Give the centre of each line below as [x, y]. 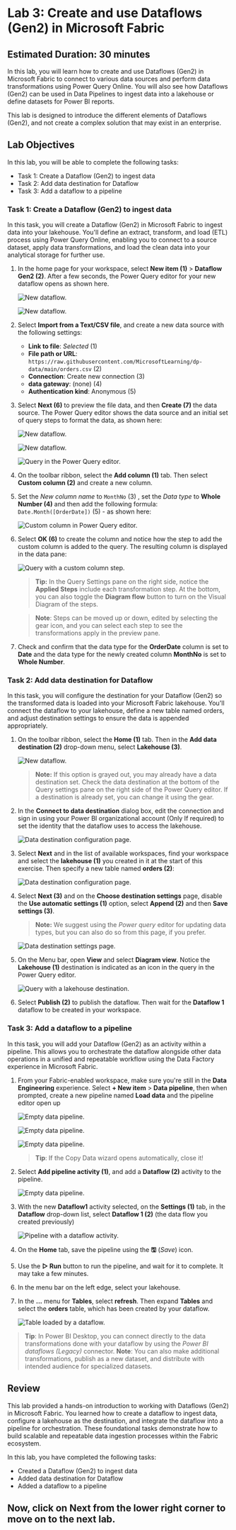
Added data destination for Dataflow [70, 1478]
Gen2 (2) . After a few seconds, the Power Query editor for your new [117, 276]
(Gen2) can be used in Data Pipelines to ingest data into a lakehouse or [111, 94]
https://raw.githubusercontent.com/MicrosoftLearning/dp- [115, 362]
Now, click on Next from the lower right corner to [117, 1508]
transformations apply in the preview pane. [98, 633]
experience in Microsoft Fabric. [53, 1066]
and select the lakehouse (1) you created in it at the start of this [110, 861]
